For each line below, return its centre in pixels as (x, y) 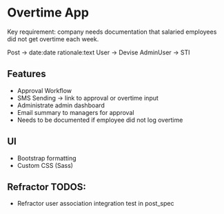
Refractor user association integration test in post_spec (95, 204)
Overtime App (48, 13)
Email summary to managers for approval (75, 112)
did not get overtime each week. (53, 39)
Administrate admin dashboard (61, 105)
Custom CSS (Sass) (45, 165)
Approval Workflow (44, 90)
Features (27, 74)
